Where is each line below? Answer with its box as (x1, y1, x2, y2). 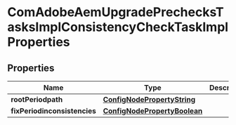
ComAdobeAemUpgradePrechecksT (7, 4, 224, 20)
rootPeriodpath (11, 95, 63, 104)
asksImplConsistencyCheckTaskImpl (7, 19, 229, 35)
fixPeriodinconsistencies (11, 106, 96, 116)
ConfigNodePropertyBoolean (103, 106, 203, 116)
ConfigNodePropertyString (103, 95, 195, 104)
